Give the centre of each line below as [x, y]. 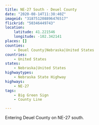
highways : [15, 81]
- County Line [28, 100]
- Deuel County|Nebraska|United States [54, 50]
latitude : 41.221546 [34, 32]
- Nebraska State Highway [40, 77]
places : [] [16, 41]
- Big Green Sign [31, 95]
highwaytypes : [19, 73]
